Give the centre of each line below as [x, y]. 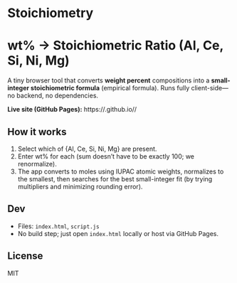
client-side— [210, 88]
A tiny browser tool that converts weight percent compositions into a [109, 80]
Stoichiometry [51, 13]
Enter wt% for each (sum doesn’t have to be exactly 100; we [106, 156]
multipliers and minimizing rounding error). [80, 186]
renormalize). [37, 164]
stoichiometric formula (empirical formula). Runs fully [110, 88]
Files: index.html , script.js [58, 226]
